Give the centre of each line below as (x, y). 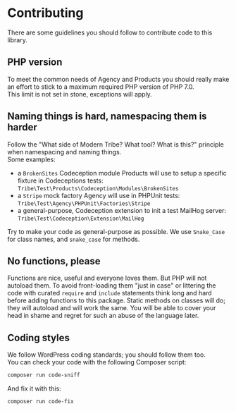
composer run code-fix (41, 402)
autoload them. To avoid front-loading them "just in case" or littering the (112, 286)
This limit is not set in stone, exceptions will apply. (80, 94)
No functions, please (54, 261)
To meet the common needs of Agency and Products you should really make (118, 79)
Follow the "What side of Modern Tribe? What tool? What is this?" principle (116, 144)
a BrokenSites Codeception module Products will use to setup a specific (122, 173)
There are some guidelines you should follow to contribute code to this (110, 32)
